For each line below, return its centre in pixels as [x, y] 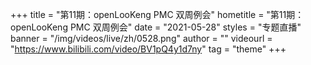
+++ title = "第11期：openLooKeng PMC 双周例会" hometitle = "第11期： [157, 14]
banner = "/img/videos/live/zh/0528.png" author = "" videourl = [141, 38]
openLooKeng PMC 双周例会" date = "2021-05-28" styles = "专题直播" [156, 27]
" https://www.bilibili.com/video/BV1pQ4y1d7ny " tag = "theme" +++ [148, 49]
